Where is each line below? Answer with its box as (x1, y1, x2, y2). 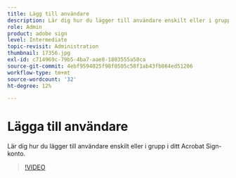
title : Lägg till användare (7, 10, 90, 18)
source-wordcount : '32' (7, 75, 77, 83)
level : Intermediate (7, 37, 68, 44)
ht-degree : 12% (7, 82, 52, 89)
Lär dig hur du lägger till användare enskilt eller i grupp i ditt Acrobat (7, 142, 205, 151)
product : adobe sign (7, 30, 68, 37)
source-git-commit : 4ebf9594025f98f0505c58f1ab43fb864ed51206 (7, 63, 193, 70)
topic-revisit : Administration (7, 43, 99, 50)
